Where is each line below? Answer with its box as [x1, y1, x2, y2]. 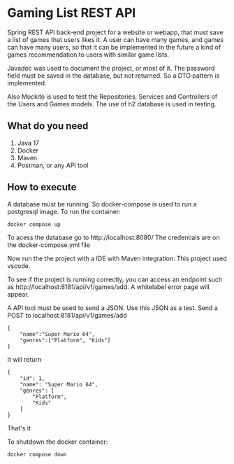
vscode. [7, 262, 31, 270]
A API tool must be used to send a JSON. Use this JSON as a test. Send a [7, 304, 218, 312]
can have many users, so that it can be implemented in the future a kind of [7, 43, 221, 51]
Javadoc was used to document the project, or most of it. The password [7, 64, 215, 72]
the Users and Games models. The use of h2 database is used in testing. [7, 99, 217, 108]
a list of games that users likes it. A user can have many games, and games [7, 35, 224, 43]
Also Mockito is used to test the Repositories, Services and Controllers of [7, 92, 218, 101]
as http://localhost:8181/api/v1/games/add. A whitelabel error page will [7, 283, 210, 291]
